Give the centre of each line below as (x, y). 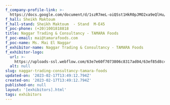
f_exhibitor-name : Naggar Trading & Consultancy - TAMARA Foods (74, 47)
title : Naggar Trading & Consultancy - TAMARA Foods (62, 33)
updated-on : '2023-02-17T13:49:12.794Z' (49, 76)
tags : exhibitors (24, 94)
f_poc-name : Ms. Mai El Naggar (38, 43)
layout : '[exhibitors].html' (36, 90)
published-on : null (26, 85)
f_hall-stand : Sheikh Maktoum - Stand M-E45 (55, 24)
